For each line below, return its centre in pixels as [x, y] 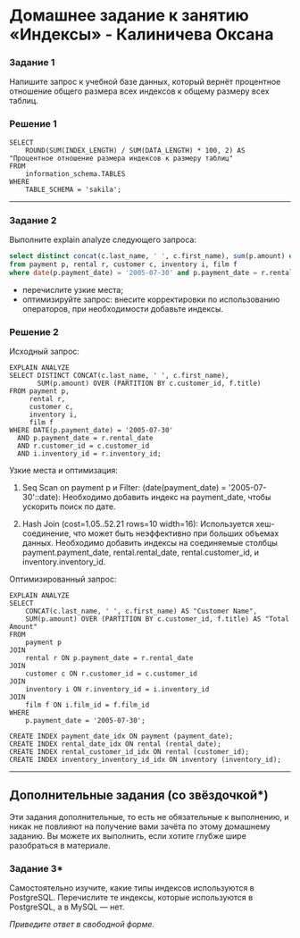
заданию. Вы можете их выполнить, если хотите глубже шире [128, 835]
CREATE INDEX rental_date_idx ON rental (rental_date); [115, 744]
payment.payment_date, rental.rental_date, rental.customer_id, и [141, 552]
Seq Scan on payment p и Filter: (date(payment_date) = [124, 487]
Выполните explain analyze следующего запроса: [103, 240]
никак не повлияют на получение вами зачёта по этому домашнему [140, 826]
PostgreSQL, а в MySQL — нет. [67, 907]
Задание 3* [36, 868]
